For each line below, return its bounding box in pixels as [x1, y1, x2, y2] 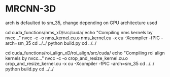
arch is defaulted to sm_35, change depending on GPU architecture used [5, 20, 157, 26]
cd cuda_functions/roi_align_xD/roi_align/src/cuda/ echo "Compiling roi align [5, 50, 165, 56]
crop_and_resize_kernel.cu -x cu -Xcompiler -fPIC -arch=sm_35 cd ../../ [5, 60, 155, 66]
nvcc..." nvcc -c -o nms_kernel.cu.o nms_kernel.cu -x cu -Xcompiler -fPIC [5, 35, 160, 41]
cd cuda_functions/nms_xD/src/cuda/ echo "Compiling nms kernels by [5, 29, 153, 35]
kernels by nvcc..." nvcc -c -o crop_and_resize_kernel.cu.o [5, 55, 128, 61]
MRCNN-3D [5, 3, 56, 15]
